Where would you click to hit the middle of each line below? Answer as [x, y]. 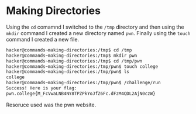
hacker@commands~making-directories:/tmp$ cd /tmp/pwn [74, 61]
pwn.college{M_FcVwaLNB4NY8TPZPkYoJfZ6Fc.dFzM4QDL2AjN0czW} [81, 94]
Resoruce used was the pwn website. [51, 105]
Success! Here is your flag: [42, 88]
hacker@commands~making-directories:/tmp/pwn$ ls [68, 72]
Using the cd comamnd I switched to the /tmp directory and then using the [95, 27]
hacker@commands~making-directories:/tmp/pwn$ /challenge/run [83, 83]
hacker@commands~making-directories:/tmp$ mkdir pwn [72, 56]
